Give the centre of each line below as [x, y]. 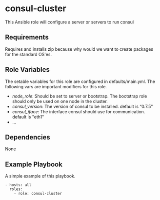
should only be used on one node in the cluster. [60, 101]
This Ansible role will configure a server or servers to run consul [70, 22]
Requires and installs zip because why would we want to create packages [79, 49]
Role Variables [27, 70]
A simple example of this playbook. [40, 176]
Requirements [27, 37]
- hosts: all [18, 185]
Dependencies [28, 137]
